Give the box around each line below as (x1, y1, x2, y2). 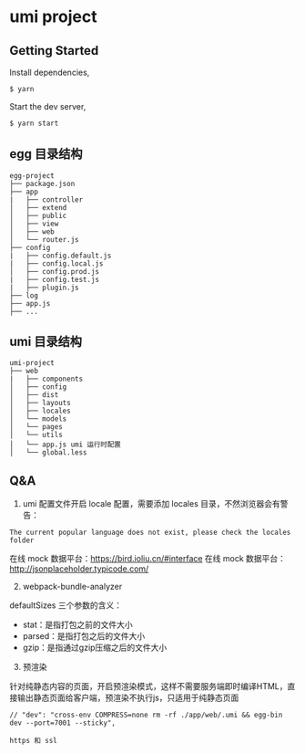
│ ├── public (9, 211, 67, 220)
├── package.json (9, 179, 76, 188)
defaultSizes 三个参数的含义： (9, 600, 123, 611)
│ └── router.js (9, 235, 79, 244)
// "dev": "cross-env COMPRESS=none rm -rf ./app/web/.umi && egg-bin (9, 710, 283, 720)
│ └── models (9, 414, 67, 424)
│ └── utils (9, 431, 64, 440)
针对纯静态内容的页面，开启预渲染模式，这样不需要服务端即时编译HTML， (9, 681, 289, 692)
